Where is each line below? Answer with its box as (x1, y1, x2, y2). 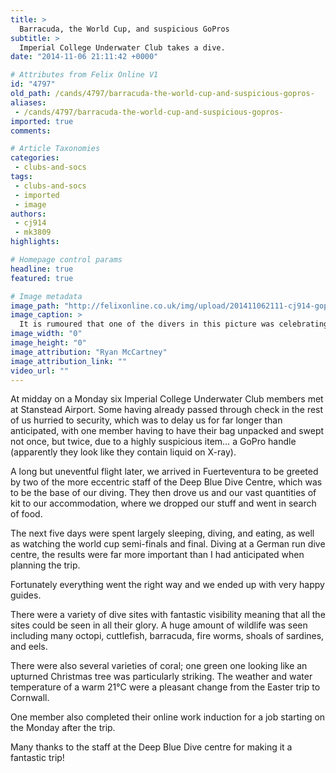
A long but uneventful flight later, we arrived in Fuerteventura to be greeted (10, 466, 319, 478)
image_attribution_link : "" (10, 356, 128, 366)
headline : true (10, 264, 74, 274)
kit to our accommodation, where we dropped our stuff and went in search (10, 497, 317, 510)
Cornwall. (10, 692, 50, 704)
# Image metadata (10, 291, 83, 301)
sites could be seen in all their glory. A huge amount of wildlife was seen (10, 619, 308, 631)
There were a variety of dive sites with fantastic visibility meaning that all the (10, 609, 326, 621)
